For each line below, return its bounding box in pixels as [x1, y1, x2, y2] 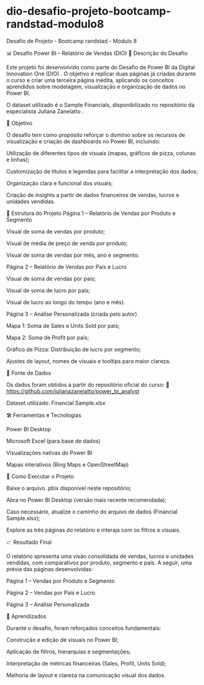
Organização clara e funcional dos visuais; [6, 179, 113, 187]
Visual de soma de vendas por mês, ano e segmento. [6, 251, 140, 259]
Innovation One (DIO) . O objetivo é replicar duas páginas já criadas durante [6, 70, 196, 77]
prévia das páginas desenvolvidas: [6, 565, 93, 572]
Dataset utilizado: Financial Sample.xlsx [6, 399, 106, 406]
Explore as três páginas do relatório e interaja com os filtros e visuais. [6, 526, 181, 534]
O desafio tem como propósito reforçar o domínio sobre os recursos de [6, 131, 186, 138]
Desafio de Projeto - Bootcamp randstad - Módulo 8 [6, 37, 137, 44]
